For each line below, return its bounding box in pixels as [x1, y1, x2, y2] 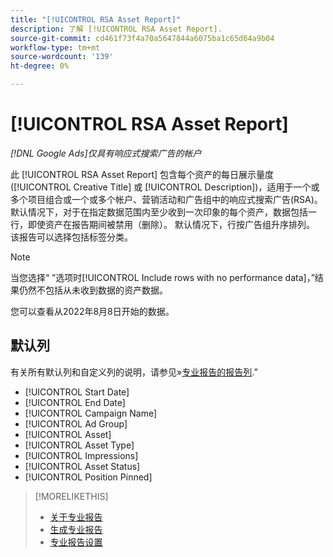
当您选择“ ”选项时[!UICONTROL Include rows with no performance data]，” [10, 271, 315, 283]
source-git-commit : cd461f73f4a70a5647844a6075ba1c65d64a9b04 [10, 33, 275, 43]
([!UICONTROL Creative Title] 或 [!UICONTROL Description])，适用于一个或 [10, 181, 320, 193]
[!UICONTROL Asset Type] [24, 439, 135, 451]
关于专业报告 [49, 511, 103, 523]
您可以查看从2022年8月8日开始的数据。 [10, 305, 175, 317]
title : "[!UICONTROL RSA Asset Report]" [10, 14, 182, 25]
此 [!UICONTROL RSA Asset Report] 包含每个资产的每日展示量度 [10, 168, 275, 180]
